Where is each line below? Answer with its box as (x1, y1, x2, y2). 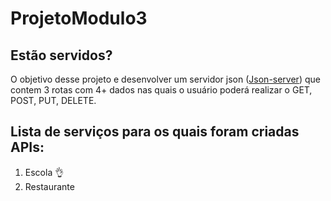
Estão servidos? (10, 47, 113, 64)
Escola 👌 (24, 166, 65, 178)
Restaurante (24, 180, 75, 192)
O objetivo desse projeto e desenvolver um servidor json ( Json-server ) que (10, 73, 321, 85)
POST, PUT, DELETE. (10, 95, 97, 106)
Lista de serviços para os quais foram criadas (10, 123, 300, 141)
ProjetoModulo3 (10, 7, 148, 30)
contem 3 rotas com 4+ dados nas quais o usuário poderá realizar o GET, (10, 84, 313, 96)
